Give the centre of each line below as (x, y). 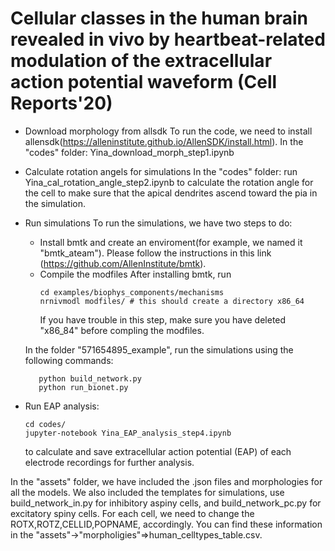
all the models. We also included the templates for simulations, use (147, 492)
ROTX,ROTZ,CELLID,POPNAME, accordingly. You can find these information (166, 524)
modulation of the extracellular (141, 61)
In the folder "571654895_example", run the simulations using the (159, 349)
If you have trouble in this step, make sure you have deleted (163, 319)
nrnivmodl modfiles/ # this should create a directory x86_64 (172, 301)
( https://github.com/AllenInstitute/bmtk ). (123, 263)
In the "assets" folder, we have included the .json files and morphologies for (166, 481)
